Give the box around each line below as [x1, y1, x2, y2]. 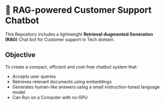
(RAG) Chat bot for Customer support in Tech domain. [5, 36, 115, 42]
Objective [5, 51, 36, 59]
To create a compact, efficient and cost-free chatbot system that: [5, 64, 138, 70]
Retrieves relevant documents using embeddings [12, 78, 112, 84]
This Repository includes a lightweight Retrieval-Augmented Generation [5, 31, 154, 37]
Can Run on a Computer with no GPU [12, 94, 88, 100]
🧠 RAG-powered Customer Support [5, 4, 152, 16]
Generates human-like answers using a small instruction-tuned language [12, 84, 160, 90]
